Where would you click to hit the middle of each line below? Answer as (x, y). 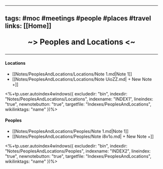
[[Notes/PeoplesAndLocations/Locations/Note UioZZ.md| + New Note (82, 79)
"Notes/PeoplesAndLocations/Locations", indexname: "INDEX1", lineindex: (79, 99)
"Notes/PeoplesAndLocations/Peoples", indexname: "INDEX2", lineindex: (78, 151)
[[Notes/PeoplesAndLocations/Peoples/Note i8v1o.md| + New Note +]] (83, 136)
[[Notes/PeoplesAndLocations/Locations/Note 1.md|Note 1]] (72, 74)
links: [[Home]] (28, 26)
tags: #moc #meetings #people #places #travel (78, 18)
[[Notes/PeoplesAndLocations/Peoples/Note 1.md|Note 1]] (70, 131)
